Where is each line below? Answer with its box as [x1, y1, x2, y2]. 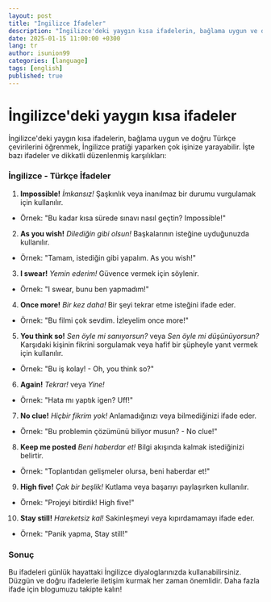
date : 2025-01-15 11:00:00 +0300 [8, 34, 121, 43]
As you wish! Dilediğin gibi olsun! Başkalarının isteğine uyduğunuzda [19, 228, 250, 238]
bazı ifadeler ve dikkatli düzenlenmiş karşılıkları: [8, 150, 167, 160]
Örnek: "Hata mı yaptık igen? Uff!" [19, 395, 134, 404]
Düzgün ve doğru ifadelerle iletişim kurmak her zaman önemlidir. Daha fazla [8, 576, 260, 586]
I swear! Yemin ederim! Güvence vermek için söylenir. [19, 268, 199, 278]
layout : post [8, 11, 52, 20]
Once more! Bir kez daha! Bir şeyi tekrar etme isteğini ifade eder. [19, 299, 236, 309]
